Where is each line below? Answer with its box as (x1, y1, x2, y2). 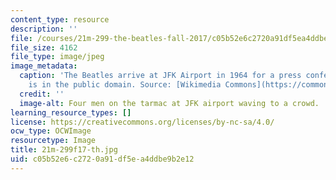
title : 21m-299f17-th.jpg (10, 145, 118, 155)
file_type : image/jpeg (10, 52, 105, 62)
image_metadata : (10, 61, 78, 71)
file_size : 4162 (10, 42, 78, 53)
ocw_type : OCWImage (10, 126, 92, 136)
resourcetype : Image (10, 136, 97, 146)
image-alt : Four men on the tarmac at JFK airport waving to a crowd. (19, 98, 320, 108)
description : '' (10, 24, 78, 34)
